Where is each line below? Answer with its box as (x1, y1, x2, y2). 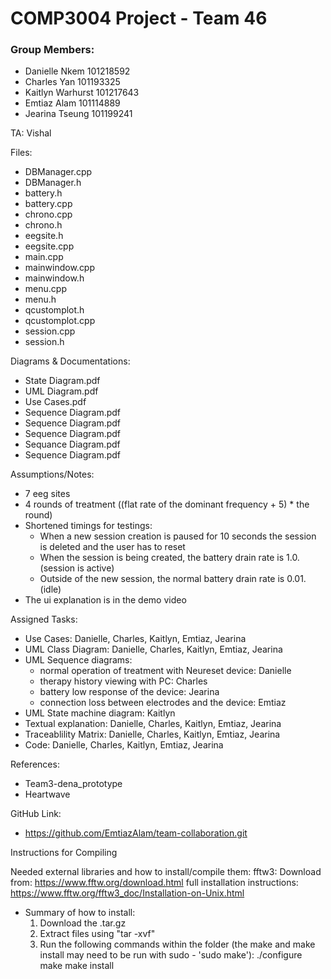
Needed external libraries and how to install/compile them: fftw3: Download (10, 866, 322, 878)
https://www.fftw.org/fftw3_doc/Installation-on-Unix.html (10, 887, 245, 899)
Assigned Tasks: (10, 613, 78, 626)
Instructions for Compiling (10, 847, 118, 859)
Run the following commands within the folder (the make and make (39, 938, 316, 951)
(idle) (39, 583, 62, 596)
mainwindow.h (24, 272, 85, 284)
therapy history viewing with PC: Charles (39, 675, 208, 687)
